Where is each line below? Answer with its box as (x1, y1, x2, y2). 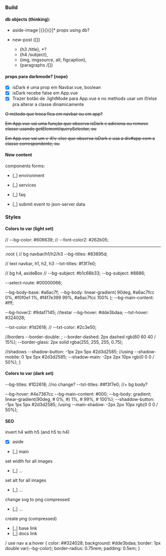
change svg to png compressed (5, 497, 70, 503)
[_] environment (12, 172, 44, 178)
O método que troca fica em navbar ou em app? (5, 111, 103, 117)
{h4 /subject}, (19, 51, 48, 58)
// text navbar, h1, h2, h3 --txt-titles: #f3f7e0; (5, 260, 96, 266)
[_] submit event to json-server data (12, 201, 85, 207)
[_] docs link (12, 531, 38, 537)
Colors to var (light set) (5, 226, 54, 232)
